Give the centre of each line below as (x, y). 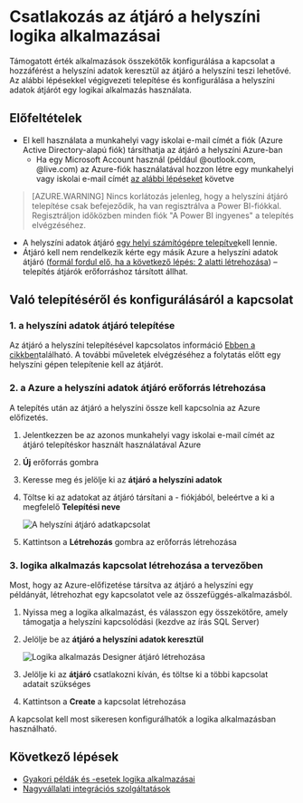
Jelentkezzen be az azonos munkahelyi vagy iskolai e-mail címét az (149, 435)
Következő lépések (64, 757)
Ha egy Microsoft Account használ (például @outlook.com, (146, 159)
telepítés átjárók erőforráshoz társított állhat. (105, 271)
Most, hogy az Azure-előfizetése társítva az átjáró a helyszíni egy (132, 585)
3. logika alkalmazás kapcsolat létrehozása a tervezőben (137, 565)
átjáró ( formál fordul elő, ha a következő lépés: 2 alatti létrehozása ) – (150, 262)
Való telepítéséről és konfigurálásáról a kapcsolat (151, 300)
